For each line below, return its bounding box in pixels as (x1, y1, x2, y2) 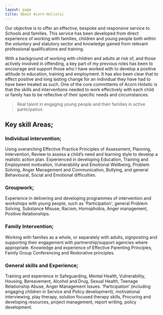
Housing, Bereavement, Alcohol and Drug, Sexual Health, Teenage (5, 278, 138, 284)
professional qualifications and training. (5, 46, 84, 52)
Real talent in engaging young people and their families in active (17, 101, 145, 107)
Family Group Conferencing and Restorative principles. (5, 250, 115, 255)
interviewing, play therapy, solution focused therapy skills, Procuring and (5, 294, 151, 300)
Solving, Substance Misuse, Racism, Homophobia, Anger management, (5, 206, 148, 211)
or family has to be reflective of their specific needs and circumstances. (5, 91, 149, 98)
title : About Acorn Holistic (5, 12, 64, 17)
